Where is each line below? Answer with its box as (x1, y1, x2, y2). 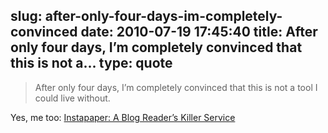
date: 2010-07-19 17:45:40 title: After (80, 24, 318, 41)
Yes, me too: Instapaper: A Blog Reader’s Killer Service (10, 111, 236, 123)
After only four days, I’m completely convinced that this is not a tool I (34, 81, 318, 93)
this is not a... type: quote (10, 55, 173, 72)
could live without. (34, 92, 111, 104)
